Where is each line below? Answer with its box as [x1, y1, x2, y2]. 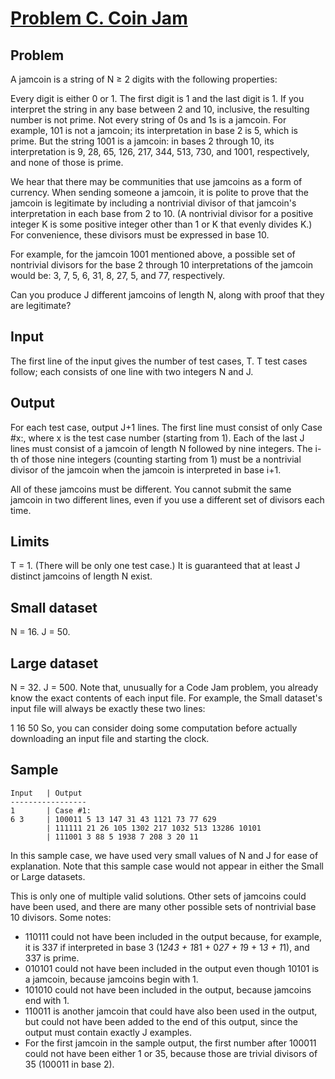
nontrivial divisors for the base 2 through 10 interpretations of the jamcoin [10, 259, 314, 271]
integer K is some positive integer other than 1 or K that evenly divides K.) [10, 218, 313, 230]
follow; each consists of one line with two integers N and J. [10, 365, 254, 377]
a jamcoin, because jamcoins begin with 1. [24, 973, 199, 985]
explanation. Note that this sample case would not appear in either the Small [10, 860, 324, 872]
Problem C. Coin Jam [10, 7, 188, 30]
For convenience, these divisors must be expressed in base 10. [10, 229, 270, 241]
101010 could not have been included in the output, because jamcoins [24, 983, 312, 996]
